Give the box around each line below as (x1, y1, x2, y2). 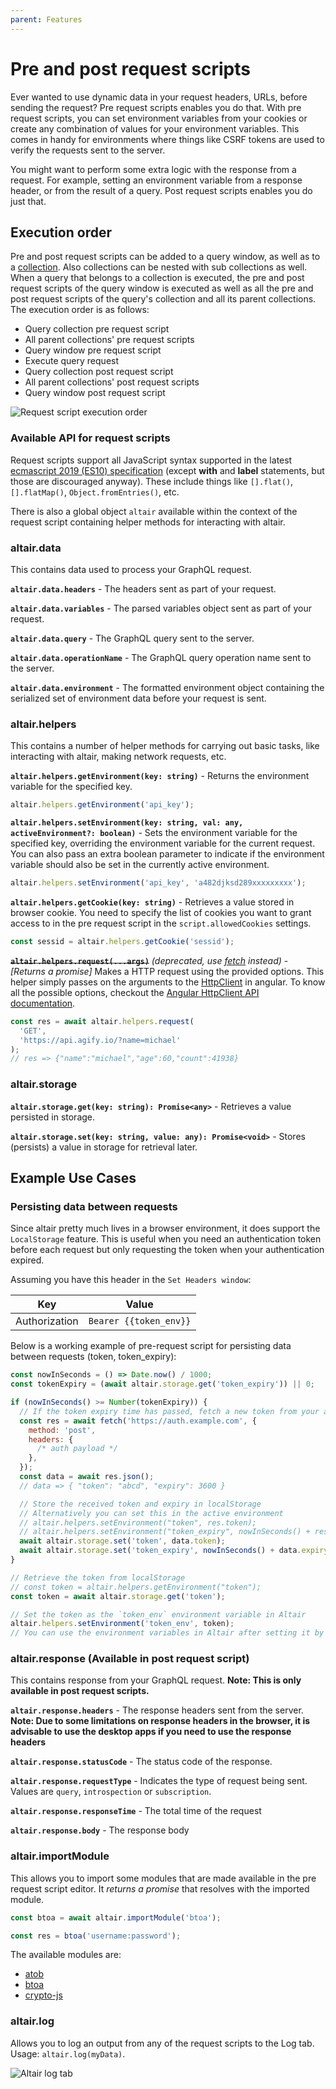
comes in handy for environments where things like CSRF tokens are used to (10, 133, 325, 145)
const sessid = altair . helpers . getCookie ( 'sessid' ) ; (10, 937, 235, 947)
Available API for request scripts (10, 431, 171, 445)
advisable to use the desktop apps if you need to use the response (10, 1726, 292, 1738)
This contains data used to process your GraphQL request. (10, 563, 252, 575)
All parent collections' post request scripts (24, 376, 200, 388)
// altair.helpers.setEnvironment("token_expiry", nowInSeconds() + (19, 1527, 311, 1537)
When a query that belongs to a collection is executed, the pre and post (10, 272, 305, 284)
